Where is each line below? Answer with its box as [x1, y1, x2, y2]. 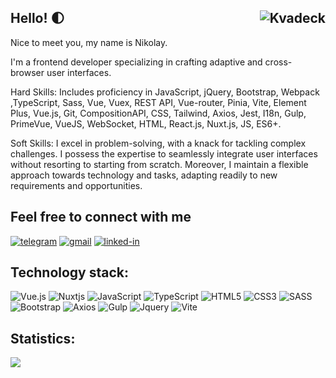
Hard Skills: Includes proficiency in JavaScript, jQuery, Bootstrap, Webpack [10, 86, 320, 98]
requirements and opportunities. [10, 179, 143, 191]
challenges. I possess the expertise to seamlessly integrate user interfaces [10, 147, 318, 160]
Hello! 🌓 [10, 10, 65, 27]
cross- [264, 56, 293, 68]
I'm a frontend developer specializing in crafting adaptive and [10, 56, 263, 68]
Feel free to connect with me [10, 209, 192, 226]
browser [10, 66, 45, 78]
